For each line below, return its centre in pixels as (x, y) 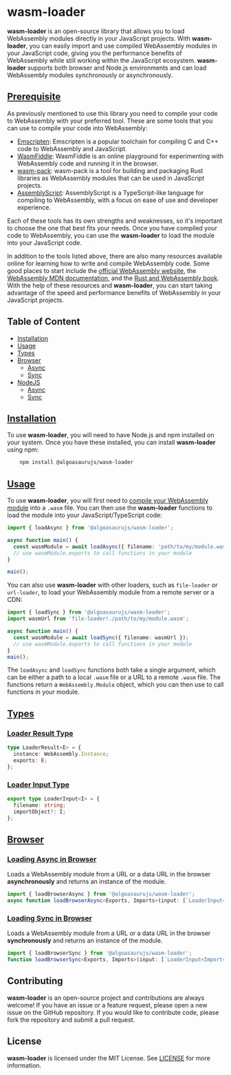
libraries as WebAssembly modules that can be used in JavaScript (111, 178)
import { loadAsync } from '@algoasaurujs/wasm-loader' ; (90, 528)
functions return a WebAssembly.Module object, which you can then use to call (115, 685)
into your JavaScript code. (45, 243)
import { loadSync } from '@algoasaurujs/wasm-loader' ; (89, 612)
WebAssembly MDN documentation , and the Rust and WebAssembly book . (113, 278)
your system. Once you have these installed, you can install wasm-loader (111, 443)
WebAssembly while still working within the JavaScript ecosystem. (101, 60)
